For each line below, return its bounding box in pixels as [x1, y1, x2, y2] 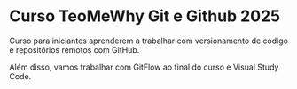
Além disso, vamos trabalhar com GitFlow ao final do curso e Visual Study [9, 62, 279, 72]
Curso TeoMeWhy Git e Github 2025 [9, 6, 281, 26]
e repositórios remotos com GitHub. [9, 44, 140, 55]
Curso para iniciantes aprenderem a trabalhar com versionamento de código [9, 35, 288, 46]
